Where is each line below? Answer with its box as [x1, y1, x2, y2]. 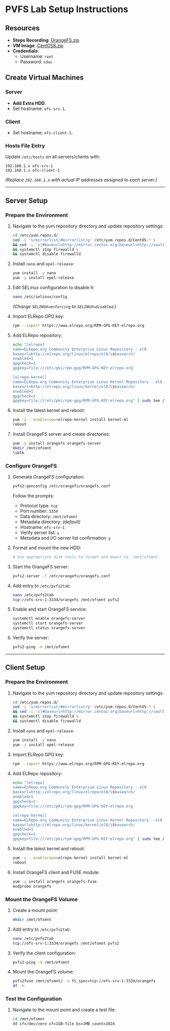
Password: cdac [20, 59, 53, 64]
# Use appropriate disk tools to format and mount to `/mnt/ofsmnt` [12, 554, 160, 559]
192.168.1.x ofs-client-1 [5, 168, 60, 173]
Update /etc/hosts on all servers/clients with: [5, 154, 100, 160]
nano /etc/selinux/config [12, 294, 67, 299]
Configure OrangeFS [5, 462, 57, 469]
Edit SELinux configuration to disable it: [12, 285, 95, 291]
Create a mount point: [12, 907, 58, 913]
